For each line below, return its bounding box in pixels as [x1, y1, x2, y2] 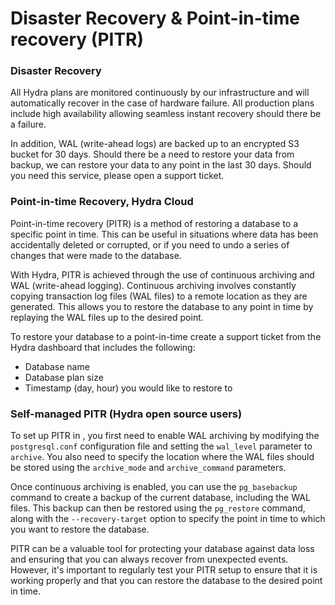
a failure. [10, 118, 47, 131]
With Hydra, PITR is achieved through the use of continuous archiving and [10, 268, 315, 281]
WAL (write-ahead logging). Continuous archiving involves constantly [10, 279, 297, 291]
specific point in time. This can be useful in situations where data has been [10, 228, 319, 240]
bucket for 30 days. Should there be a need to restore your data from [10, 148, 295, 161]
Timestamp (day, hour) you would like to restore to [24, 382, 233, 394]
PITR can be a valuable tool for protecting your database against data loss [10, 543, 315, 555]
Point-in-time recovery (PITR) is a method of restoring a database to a [10, 217, 299, 229]
